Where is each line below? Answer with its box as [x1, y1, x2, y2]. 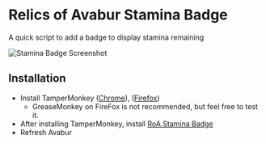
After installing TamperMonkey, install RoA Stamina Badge [19, 119, 213, 129]
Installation [8, 71, 66, 86]
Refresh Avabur [19, 127, 73, 137]
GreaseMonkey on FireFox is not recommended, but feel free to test [32, 101, 259, 111]
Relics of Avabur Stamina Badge [8, 6, 228, 24]
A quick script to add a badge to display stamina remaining [8, 32, 205, 42]
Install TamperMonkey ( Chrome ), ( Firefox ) [19, 93, 160, 103]
